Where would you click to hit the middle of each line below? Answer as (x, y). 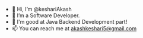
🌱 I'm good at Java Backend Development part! (69, 22)
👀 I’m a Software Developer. (46, 15)
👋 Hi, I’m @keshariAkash (42, 9)
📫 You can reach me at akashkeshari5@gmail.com (74, 28)
